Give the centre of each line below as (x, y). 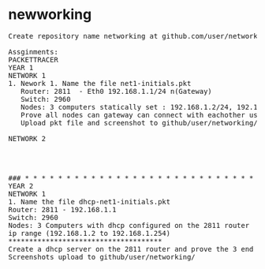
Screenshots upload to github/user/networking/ (102, 257)
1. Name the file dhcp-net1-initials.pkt (90, 202)
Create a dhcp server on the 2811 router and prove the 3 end (131, 249)
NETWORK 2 (27, 138)
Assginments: (34, 52)
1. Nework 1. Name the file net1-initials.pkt (100, 83)
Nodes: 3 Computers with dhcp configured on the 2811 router (129, 225)
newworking (50, 15)
